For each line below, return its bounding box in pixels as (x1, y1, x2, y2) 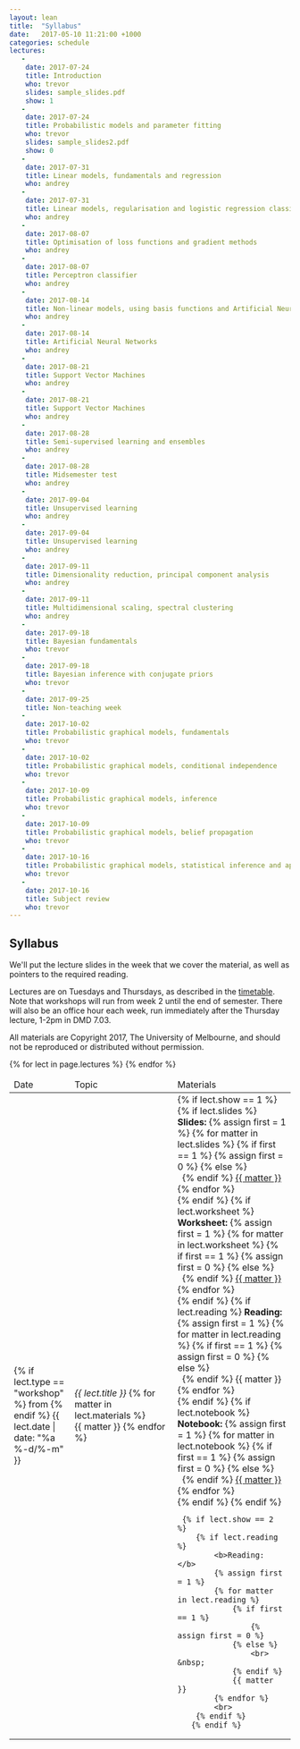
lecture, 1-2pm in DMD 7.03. (9, 1015, 112, 1026)
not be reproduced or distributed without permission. (9, 1042, 204, 1052)
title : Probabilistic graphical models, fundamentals (25, 728, 229, 738)
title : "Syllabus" (9, 21, 82, 30)
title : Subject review (25, 894, 110, 903)
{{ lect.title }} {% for (74, 1387, 156, 1399)
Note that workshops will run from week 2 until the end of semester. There (9, 996, 283, 1007)
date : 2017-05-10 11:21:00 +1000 (9, 30, 142, 38)
